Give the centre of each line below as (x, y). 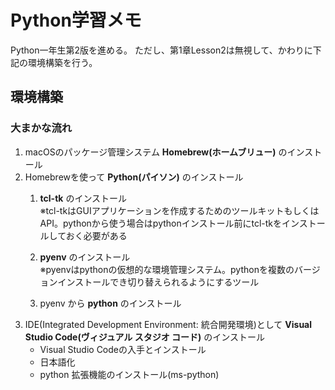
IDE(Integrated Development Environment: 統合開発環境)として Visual (168, 324)
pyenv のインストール (85, 257)
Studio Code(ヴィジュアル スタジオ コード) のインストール (144, 337)
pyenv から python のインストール (110, 303)
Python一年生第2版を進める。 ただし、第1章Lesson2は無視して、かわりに (161, 50)
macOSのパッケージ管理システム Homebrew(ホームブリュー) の (156, 152)
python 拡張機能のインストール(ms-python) (129, 374)
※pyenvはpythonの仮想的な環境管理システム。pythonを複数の (167, 269)
